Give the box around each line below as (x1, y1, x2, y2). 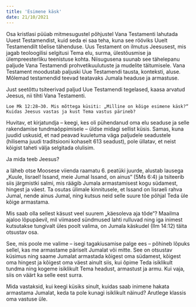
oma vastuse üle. (6, 295, 48, 302)
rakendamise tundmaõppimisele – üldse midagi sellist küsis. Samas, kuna (6, 125, 184, 132)
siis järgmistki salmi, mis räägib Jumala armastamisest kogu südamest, (6, 179, 178, 187)
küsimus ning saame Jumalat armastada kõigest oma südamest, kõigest (6, 252, 181, 260)
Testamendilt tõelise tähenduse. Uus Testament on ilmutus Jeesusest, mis (6, 43, 187, 50)
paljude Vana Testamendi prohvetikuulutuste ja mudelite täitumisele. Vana (6, 61, 185, 68)
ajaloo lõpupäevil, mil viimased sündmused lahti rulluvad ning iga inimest (6, 216, 183, 223)
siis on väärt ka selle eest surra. (6, 271, 84, 278)
